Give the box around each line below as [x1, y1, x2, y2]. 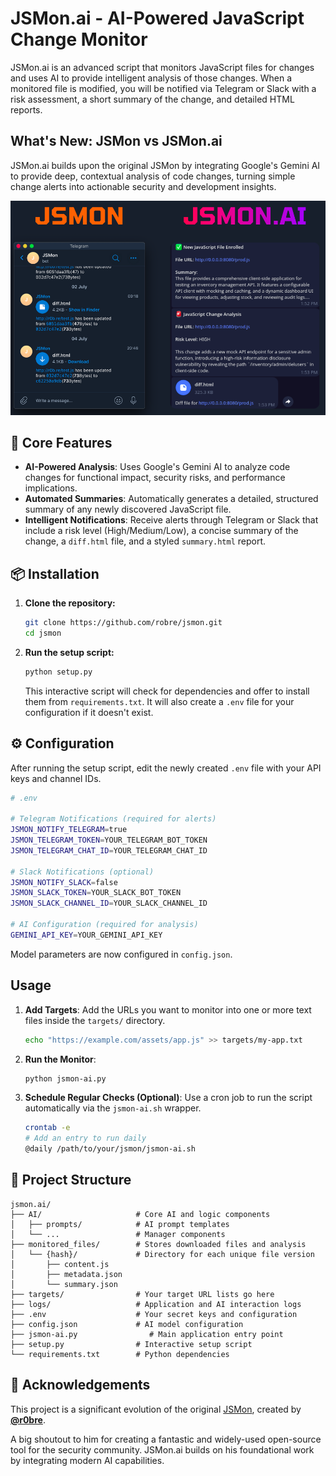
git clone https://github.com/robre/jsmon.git [24, 618, 223, 628]
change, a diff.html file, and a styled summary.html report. [24, 535, 267, 547]
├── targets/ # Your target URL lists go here [10, 1289, 275, 1299]
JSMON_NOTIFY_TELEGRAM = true [10, 825, 128, 835]
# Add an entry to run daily [24, 1133, 147, 1144]
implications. [24, 482, 78, 494]
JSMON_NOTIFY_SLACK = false [10, 877, 118, 887]
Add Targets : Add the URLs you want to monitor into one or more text [24, 1003, 312, 1016]
